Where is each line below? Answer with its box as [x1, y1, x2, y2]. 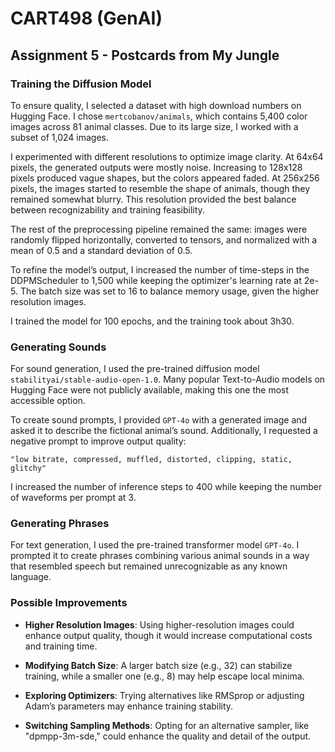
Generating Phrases [10, 517, 110, 531]
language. [10, 571, 52, 583]
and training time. [24, 640, 98, 652]
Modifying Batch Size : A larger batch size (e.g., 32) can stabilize [24, 659, 293, 671]
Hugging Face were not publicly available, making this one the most [10, 384, 290, 396]
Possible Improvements [10, 596, 128, 610]
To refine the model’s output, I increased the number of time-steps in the [10, 263, 310, 276]
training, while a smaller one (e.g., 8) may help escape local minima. [24, 670, 305, 682]
